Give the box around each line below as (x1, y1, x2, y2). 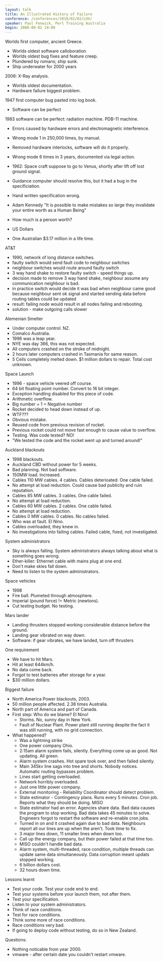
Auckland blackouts (5, 447, 45, 453)
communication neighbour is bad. (12, 281, 80, 286)
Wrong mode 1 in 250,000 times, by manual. (12, 135, 101, 141)
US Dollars (12, 226, 34, 232)
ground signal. (12, 169, 41, 175)
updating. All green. (19, 753, 59, 759)
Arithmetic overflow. (12, 396, 53, 402)
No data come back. (12, 667, 53, 673)
